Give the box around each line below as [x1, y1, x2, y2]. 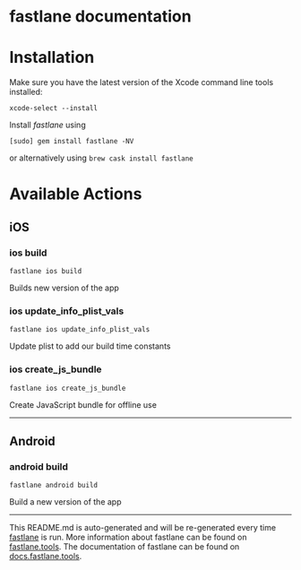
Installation [9, 47, 95, 68]
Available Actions [9, 184, 142, 204]
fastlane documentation [9, 6, 192, 27]
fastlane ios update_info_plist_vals [9, 325, 150, 334]
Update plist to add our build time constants [9, 341, 171, 351]
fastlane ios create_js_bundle [9, 384, 126, 393]
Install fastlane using [9, 119, 87, 131]
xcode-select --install [9, 104, 99, 113]
